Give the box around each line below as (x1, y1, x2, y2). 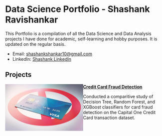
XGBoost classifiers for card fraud (83, 104, 153, 110)
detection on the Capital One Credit (83, 109, 156, 115)
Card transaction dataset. (83, 115, 136, 121)
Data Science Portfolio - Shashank (5, 3, 150, 15)
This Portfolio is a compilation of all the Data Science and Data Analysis (5, 30, 152, 36)
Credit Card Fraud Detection (83, 84, 143, 90)
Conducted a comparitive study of (83, 93, 154, 99)
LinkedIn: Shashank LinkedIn (12, 56, 71, 62)
